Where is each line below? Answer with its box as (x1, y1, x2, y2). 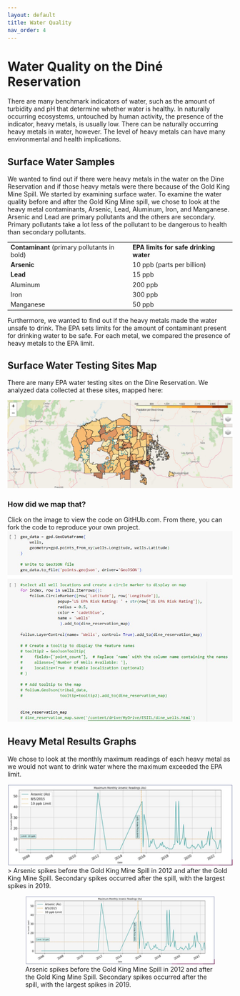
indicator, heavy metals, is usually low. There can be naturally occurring (7, 120, 219, 129)
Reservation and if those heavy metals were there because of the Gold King (7, 182, 230, 191)
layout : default (7, 11, 56, 19)
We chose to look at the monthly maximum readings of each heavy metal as (7, 755, 231, 763)
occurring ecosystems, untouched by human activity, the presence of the (7, 112, 224, 121)
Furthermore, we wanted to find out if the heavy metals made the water (7, 316, 218, 324)
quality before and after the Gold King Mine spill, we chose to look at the (7, 197, 220, 206)
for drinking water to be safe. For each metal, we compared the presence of (7, 331, 231, 339)
